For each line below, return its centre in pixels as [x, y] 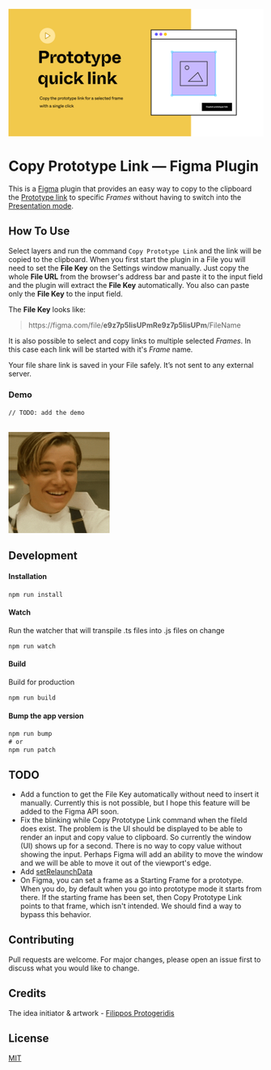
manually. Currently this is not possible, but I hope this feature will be [135, 803]
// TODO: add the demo [47, 413]
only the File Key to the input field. [66, 294]
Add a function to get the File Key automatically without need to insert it [140, 794]
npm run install [36, 594]
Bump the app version [46, 716]
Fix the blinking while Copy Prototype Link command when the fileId [133, 820]
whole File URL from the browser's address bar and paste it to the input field [135, 277]
